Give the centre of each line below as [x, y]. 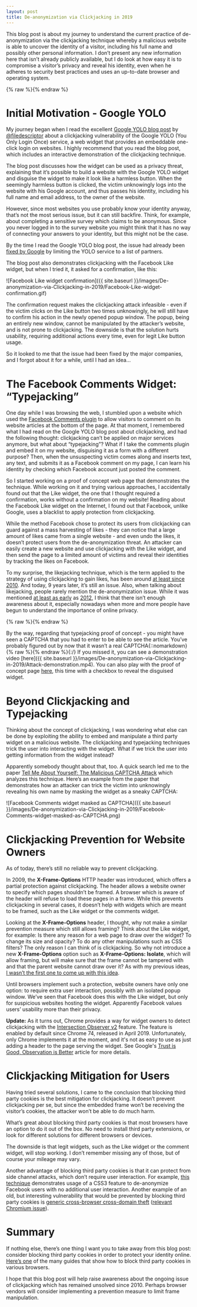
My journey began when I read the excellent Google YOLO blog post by [92, 129]
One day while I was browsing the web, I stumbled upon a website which [94, 413]
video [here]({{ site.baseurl [39, 659]
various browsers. [28, 1267]
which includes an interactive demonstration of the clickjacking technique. [96, 155]
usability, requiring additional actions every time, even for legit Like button [96, 336]
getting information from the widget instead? [60, 755]
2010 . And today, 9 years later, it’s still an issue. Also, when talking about [94, 585]
